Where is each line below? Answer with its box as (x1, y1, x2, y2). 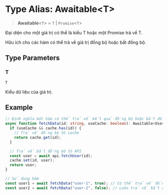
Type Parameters (5, 54, 60, 62)
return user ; (9, 163, 37, 168)
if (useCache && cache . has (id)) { (9, 126, 81, 131)
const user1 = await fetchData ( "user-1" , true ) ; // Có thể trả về (5, 181, 153, 186)
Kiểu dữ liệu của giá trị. (5, 89, 52, 95)
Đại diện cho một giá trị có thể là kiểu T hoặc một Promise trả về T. (5, 29, 142, 35)
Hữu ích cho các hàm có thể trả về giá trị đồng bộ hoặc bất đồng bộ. (5, 39, 146, 45)
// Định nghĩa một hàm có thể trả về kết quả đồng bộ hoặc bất (5, 116, 155, 122)
